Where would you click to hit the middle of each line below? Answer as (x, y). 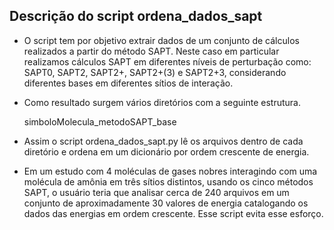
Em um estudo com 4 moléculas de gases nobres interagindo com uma (170, 171)
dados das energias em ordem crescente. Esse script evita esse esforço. (173, 213)
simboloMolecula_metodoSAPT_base (100, 121)
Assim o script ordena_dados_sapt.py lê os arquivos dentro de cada (163, 141)
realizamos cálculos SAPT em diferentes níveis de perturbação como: (167, 61)
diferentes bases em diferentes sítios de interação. (128, 83)
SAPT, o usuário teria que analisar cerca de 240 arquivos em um (156, 192)
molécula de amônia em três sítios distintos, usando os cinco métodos (168, 181)
